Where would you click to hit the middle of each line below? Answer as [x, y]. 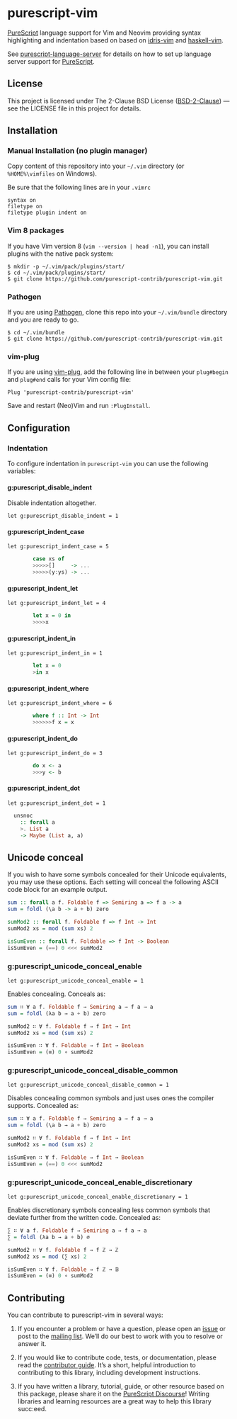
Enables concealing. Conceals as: [57, 994]
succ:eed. [32, 1409]
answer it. [32, 1344]
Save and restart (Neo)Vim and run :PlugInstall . [79, 406]
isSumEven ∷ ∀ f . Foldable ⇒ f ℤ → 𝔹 [63, 1270]
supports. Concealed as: [43, 1106]
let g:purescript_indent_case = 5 [58, 547]
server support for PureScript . [51, 61]
